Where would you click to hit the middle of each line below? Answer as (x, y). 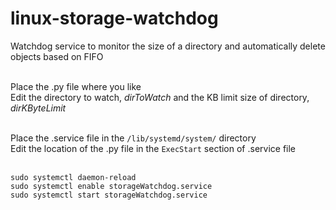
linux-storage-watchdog (114, 18)
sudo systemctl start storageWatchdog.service (109, 195)
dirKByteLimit (38, 108)
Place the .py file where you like (76, 86)
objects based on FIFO (57, 56)
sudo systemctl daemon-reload (73, 177)
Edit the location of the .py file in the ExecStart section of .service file (153, 148)
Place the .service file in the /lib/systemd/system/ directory (133, 138)
